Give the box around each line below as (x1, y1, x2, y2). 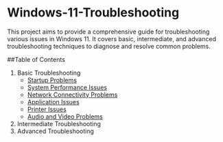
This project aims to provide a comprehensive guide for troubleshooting (7, 27, 210, 36)
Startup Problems (27, 75, 78, 84)
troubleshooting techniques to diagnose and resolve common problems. (7, 42, 211, 50)
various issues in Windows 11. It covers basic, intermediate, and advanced (7, 34, 216, 43)
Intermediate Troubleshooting (16, 119, 102, 128)
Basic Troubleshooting (16, 69, 81, 77)
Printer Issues (27, 105, 67, 113)
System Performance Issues (27, 83, 108, 91)
